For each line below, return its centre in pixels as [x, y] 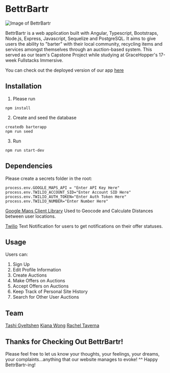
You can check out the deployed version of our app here [65, 70]
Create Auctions [30, 275]
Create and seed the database [44, 117]
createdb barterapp [26, 127]
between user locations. [31, 216]
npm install [18, 108]
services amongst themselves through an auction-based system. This [79, 49]
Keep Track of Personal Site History [50, 292]
